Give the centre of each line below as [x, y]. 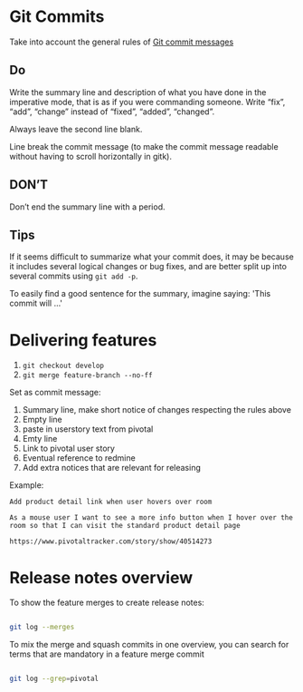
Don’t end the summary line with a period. [87, 207]
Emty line [40, 439]
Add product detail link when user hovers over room [111, 502]
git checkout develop [63, 366]
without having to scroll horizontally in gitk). [91, 156]
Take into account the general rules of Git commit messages [122, 42]
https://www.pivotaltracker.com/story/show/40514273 [111, 541]
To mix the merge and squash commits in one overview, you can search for [149, 645]
